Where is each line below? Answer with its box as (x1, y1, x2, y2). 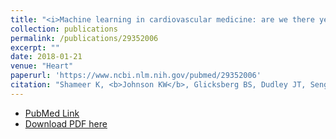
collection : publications (10, 24, 118, 34)
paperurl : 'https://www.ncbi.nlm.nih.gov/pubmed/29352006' (10, 71, 262, 81)
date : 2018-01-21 (10, 52, 83, 62)
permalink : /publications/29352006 (10, 33, 159, 43)
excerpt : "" (10, 42, 60, 53)
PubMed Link (24, 107, 80, 119)
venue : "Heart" (10, 61, 74, 71)
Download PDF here (24, 117, 108, 130)
